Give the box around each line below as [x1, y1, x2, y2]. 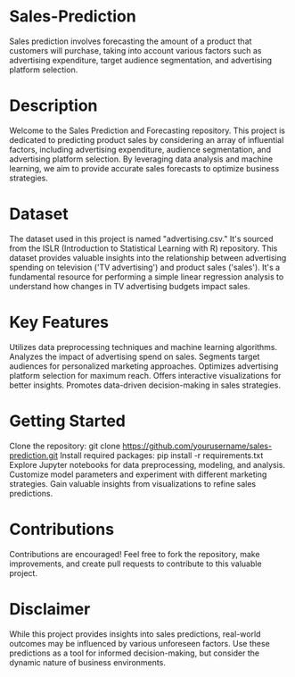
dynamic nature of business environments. [9, 656, 167, 667]
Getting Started [9, 411, 127, 430]
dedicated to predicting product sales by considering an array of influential [9, 134, 284, 145]
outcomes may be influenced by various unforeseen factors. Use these [9, 638, 270, 648]
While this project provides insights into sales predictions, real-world [9, 628, 261, 639]
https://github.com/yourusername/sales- [122, 440, 273, 451]
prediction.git [9, 449, 58, 461]
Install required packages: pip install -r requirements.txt [59, 449, 264, 461]
